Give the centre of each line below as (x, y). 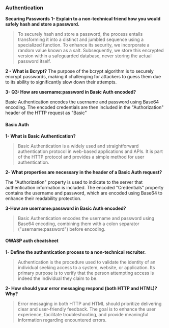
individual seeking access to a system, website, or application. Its (86, 267)
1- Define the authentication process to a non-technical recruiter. (76, 252)
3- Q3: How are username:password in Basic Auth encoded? (71, 92)
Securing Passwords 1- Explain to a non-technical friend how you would (83, 19)
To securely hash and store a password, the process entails (80, 34)
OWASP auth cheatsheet (32, 241)
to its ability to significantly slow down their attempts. (61, 82)
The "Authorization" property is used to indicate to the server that (74, 182)
